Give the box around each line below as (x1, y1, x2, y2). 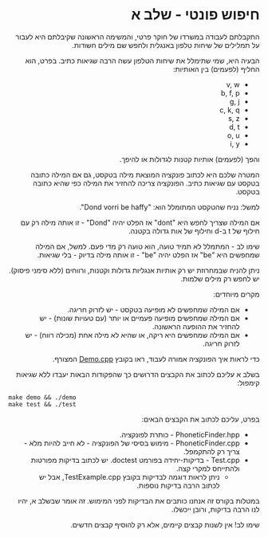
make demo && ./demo (8, 393, 77, 402)
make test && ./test (8, 400, 77, 408)
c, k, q (219, 105, 240, 115)
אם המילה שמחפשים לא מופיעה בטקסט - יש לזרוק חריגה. (67, 304, 240, 314)
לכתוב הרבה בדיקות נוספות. (136, 480, 220, 490)
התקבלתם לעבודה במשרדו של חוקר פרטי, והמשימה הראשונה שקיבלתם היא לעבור (15, 32, 260, 41)
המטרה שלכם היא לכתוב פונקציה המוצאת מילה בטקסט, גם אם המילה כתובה (30, 170, 260, 179)
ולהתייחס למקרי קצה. (175, 464, 240, 473)
